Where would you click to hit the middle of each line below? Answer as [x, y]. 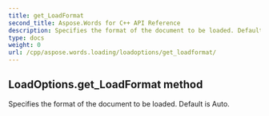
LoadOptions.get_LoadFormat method [106, 85]
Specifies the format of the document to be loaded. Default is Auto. [119, 103]
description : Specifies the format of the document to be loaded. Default [136, 30]
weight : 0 [25, 45]
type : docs [26, 38]
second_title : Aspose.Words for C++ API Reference [94, 23]
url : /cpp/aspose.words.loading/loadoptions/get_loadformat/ [112, 52]
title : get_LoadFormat [46, 15]
